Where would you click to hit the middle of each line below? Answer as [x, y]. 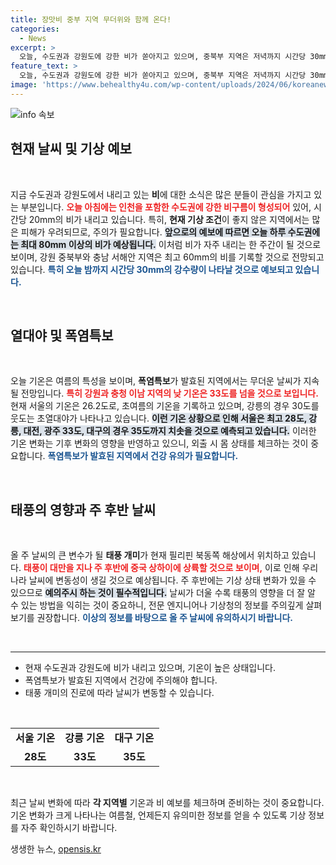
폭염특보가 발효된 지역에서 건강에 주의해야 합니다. [121, 680]
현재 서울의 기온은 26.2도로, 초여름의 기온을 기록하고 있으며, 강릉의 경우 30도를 [165, 406]
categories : [35, 29]
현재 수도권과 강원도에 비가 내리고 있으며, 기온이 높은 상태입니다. [150, 668]
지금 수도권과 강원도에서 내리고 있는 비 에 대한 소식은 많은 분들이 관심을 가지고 [161, 194]
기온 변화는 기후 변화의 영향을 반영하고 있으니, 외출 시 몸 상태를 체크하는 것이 [159, 443]
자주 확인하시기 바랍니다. [69, 828]
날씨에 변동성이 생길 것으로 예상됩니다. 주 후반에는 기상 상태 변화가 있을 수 [172, 580]
